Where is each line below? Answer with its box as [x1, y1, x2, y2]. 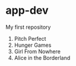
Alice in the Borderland [14, 54, 71, 61]
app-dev [5, 4, 49, 17]
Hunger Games [14, 41, 52, 49]
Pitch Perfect [14, 35, 46, 42]
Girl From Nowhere [14, 47, 61, 55]
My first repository [5, 23, 51, 31]
